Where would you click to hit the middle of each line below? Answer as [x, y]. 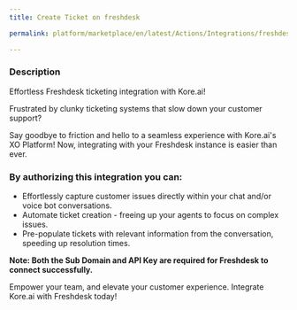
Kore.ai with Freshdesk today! [63, 297]
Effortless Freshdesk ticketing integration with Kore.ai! [107, 91]
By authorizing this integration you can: [96, 176]
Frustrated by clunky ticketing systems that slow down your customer [136, 108]
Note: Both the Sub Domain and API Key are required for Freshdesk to [139, 260]
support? [26, 118]
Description [35, 72]
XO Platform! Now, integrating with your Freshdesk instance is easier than [143, 144]
